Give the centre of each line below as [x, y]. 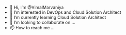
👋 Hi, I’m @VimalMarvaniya [37, 7]
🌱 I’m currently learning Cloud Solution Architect [58, 17]
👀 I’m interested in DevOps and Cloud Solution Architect [65, 12]
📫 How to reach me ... [32, 28]
